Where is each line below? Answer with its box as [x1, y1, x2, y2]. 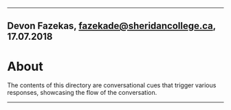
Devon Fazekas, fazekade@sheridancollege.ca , [7, 20, 217, 32]
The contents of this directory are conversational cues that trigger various [7, 81, 217, 89]
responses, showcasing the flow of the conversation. [7, 89, 157, 97]
